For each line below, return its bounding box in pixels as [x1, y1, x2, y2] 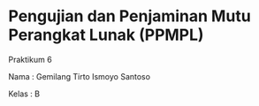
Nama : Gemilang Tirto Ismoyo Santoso [8, 71, 151, 81]
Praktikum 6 [8, 54, 52, 64]
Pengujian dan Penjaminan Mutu [8, 6, 251, 26]
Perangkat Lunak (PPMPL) [8, 25, 204, 45]
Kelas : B [8, 88, 41, 99]
